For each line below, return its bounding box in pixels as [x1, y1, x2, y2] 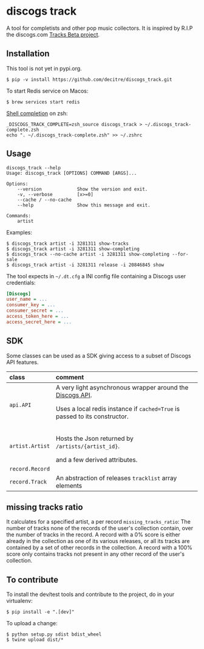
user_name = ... [6, 296, 47, 303]
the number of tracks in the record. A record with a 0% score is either [6, 531, 180, 538]
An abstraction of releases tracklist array [55, 474, 177, 482]
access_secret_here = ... [6, 318, 72, 325]
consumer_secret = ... [6, 307, 64, 314]
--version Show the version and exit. [17, 186, 148, 192]
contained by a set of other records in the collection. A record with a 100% [6, 544, 192, 552]
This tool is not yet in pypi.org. [6, 65, 82, 72]
